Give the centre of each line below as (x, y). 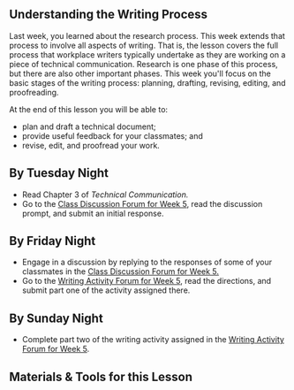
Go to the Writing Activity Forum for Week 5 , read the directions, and (147, 281)
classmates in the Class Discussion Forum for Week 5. (120, 271)
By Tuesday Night (59, 173)
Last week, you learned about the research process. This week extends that (147, 35)
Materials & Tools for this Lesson (101, 376)
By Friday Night (53, 241)
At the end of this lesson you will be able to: (89, 109)
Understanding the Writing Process (109, 15)
